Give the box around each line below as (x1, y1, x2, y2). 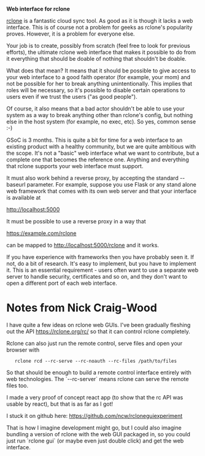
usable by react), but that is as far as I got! (6, 400, 114, 408)
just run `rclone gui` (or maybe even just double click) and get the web (6, 437, 184, 444)
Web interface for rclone (6, 6, 71, 12)
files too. (6, 382, 29, 389)
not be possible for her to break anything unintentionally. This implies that (6, 80, 192, 87)
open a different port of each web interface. (6, 279, 118, 287)
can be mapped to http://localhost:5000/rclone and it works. (6, 242, 160, 249)
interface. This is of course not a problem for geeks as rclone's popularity (6, 24, 193, 31)
